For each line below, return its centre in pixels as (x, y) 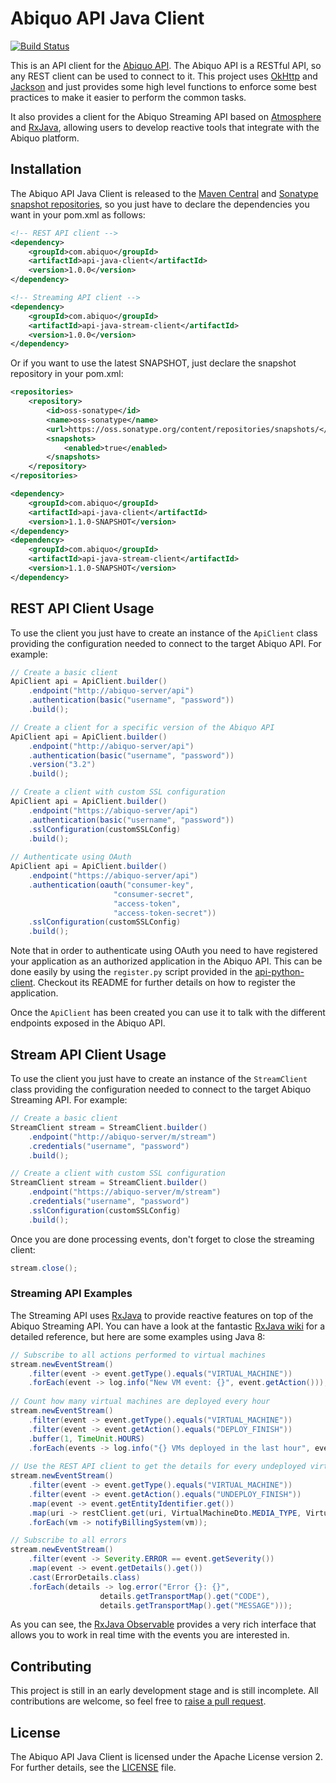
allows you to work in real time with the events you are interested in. (150, 1635)
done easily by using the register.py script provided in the (131, 972)
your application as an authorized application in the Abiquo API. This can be (166, 961)
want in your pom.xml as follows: (78, 214)
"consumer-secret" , (154, 894)
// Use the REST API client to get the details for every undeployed (158, 1467)
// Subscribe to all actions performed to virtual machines (138, 1355)
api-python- (279, 972)
